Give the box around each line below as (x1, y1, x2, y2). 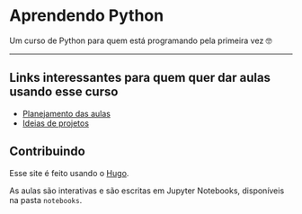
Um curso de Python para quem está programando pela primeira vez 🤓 (9, 35, 272, 46)
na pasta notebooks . (9, 194, 83, 205)
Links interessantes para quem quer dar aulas (9, 70, 271, 85)
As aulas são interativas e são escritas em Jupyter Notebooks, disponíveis (9, 185, 285, 196)
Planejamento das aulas (22, 108, 111, 119)
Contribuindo (9, 144, 85, 159)
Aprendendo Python (9, 5, 164, 26)
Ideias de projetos (22, 118, 90, 129)
